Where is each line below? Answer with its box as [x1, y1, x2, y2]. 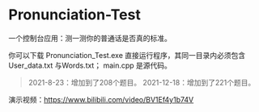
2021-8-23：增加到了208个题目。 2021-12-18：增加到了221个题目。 [28, 77, 256, 87]
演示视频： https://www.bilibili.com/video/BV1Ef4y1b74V [8, 94, 194, 104]
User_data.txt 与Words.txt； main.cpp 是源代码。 [8, 60, 172, 70]
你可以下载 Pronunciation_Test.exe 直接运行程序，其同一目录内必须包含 [8, 50, 245, 60]
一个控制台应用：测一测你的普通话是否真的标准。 [8, 33, 172, 43]
